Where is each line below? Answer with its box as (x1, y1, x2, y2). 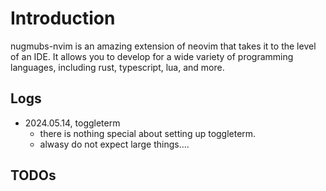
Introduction (10, 7, 116, 30)
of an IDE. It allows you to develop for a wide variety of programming (10, 50, 294, 62)
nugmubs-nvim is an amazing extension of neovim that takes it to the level (10, 40, 317, 52)
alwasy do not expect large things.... (39, 138, 190, 150)
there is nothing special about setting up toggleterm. (39, 127, 257, 139)
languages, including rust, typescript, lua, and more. (10, 61, 225, 73)
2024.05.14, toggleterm (24, 117, 121, 129)
